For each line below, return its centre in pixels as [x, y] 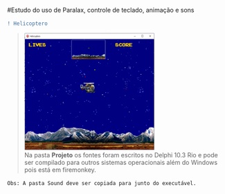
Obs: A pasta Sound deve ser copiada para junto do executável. [102, 183]
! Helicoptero [28, 24]
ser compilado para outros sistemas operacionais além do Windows [121, 162]
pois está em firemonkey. [60, 170]
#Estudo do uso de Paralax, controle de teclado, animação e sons [101, 10]
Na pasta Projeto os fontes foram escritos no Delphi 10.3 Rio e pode [121, 155]
